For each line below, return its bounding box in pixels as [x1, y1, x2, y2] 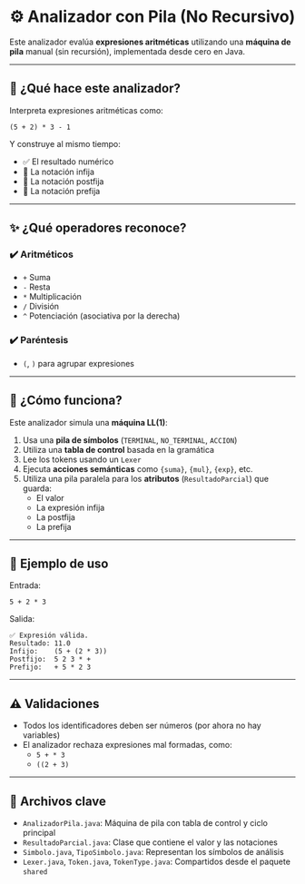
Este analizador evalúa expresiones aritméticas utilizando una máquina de [9, 36, 291, 47]
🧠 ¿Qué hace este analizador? [9, 81, 182, 96]
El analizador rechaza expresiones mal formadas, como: [22, 740, 233, 751]
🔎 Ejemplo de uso [9, 555, 109, 571]
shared [22, 867, 48, 877]
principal [22, 827, 56, 838]
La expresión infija [35, 502, 105, 513]
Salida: [9, 614, 35, 624]
